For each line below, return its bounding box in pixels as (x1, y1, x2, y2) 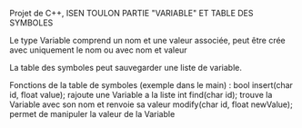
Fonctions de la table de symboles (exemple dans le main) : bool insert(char (9, 80, 294, 90)
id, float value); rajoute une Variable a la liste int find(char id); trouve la (9, 90, 273, 100)
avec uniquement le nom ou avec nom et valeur (9, 44, 188, 55)
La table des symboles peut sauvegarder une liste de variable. (9, 63, 243, 73)
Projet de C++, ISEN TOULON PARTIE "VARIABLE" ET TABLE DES (9, 8, 254, 18)
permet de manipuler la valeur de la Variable (9, 109, 176, 119)
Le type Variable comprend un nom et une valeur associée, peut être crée (9, 35, 287, 45)
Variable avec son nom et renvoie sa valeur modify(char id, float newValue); (9, 99, 293, 110)
